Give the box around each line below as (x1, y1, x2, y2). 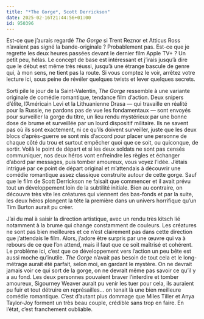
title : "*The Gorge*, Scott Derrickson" (6, 9, 111, 15)
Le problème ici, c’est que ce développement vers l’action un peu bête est (6, 247, 192, 255)
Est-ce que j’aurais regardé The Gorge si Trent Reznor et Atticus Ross (6, 37, 181, 44)
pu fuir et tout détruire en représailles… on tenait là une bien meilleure (6, 286, 181, 293)
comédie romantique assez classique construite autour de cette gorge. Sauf (6, 171, 197, 179)
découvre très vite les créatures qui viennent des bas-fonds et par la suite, (6, 191, 194, 198)
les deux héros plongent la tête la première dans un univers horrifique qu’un (6, 197, 197, 204)
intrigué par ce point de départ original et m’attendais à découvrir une (6, 165, 181, 172)
